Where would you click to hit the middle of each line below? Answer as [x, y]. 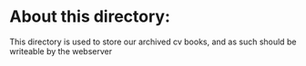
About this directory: [90, 17]
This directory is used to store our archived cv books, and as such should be [153, 42]
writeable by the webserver [61, 51]
